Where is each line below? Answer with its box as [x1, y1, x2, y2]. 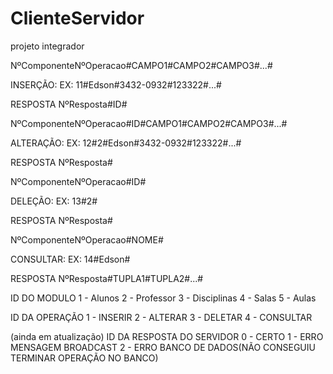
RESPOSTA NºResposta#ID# [10, 98, 128, 110]
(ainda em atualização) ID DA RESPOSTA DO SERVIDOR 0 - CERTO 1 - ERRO [10, 330, 324, 342]
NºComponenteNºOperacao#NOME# [10, 233, 164, 246]
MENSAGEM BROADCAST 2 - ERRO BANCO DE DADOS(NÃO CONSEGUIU [10, 341, 316, 353]
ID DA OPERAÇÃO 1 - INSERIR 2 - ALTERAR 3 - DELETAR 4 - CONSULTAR [10, 311, 313, 323]
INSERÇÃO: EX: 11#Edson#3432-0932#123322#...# [10, 78, 222, 91]
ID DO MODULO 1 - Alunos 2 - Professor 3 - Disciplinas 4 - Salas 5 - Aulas [10, 292, 317, 304]
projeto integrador [10, 40, 85, 52]
